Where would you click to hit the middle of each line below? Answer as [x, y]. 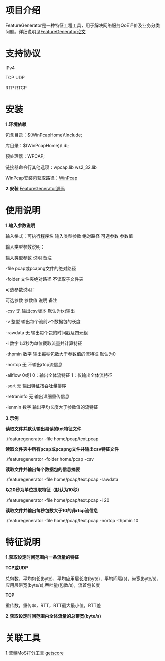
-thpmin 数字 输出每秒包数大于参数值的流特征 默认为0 [61, 354]
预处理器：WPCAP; [25, 156]
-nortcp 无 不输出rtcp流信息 [34, 364]
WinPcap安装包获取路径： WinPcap [41, 178]
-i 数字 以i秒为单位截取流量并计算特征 [44, 343]
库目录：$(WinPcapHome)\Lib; [37, 145]
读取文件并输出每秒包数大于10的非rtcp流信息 [52, 510]
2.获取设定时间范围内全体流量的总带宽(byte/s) [53, 616]
